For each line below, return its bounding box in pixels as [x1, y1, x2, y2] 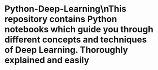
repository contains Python [4, 14, 117, 25]
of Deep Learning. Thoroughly [4, 44, 128, 56]
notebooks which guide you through [4, 24, 154, 35]
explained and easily [4, 55, 90, 66]
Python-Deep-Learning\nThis [4, 3, 126, 14]
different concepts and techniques [4, 34, 147, 45]
